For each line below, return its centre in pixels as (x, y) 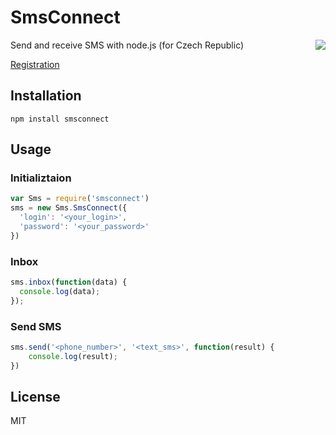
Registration (35, 64)
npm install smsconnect (60, 119)
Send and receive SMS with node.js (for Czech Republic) (127, 45)
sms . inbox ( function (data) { (69, 282)
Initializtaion (41, 178)
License (35, 397)
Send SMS (36, 326)
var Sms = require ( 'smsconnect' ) (80, 199)
